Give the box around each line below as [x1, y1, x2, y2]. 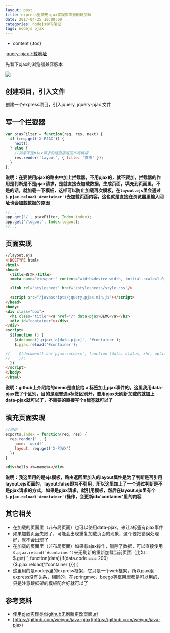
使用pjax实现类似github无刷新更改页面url [12, 611, 98, 617]
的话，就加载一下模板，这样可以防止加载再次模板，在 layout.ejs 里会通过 [9, 187, 161, 193]
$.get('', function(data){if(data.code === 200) [12, 555, 108, 561]
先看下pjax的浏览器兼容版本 [5, 61, 63, 67]
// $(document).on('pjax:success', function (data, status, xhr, [5, 351, 153, 356]
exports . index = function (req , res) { [5, 432, 87, 437]
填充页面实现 [5, 414, 46, 422]
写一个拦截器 [5, 118, 46, 127]
